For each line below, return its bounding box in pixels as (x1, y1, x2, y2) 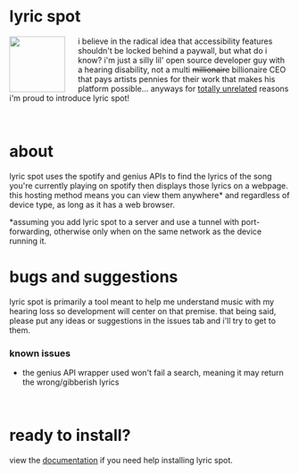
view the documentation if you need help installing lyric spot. (9, 455, 234, 466)
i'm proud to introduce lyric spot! (9, 92, 130, 104)
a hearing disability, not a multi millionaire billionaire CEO (78, 64, 287, 75)
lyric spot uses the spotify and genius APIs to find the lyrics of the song (9, 170, 272, 181)
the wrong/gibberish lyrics (21, 377, 120, 387)
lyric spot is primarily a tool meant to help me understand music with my (9, 296, 275, 307)
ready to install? (9, 426, 131, 445)
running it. (9, 235, 47, 246)
